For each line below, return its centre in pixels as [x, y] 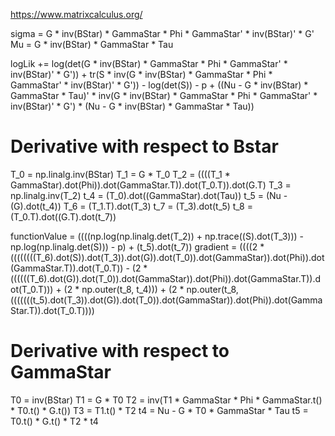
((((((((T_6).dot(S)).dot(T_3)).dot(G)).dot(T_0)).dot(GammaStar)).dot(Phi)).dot [167, 257]
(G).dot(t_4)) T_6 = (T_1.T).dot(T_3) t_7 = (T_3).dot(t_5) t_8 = [131, 206]
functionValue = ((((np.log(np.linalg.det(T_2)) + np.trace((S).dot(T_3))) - [157, 236]
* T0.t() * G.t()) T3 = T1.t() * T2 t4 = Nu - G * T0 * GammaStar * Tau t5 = [159, 410]
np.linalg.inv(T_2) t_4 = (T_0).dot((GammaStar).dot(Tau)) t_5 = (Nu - [149, 195]
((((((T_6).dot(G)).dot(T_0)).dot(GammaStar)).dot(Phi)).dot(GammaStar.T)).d [166, 278]
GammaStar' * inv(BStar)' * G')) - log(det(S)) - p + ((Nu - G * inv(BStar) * [159, 85]
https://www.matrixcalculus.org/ [76, 14]
